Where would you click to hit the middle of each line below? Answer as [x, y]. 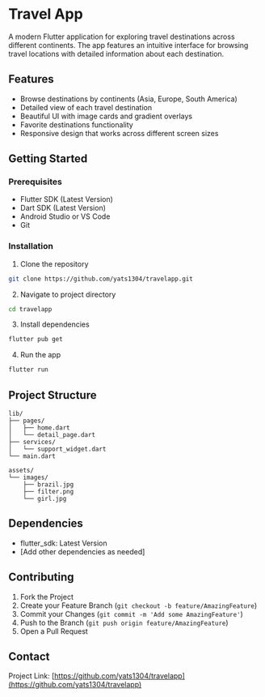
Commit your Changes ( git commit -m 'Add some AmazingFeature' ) [132, 614]
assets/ [21, 471]
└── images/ [28, 478]
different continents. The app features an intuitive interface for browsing [128, 45]
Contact [29, 657]
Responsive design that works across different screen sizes [119, 133]
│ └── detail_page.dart [52, 435]
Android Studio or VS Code [65, 216]
